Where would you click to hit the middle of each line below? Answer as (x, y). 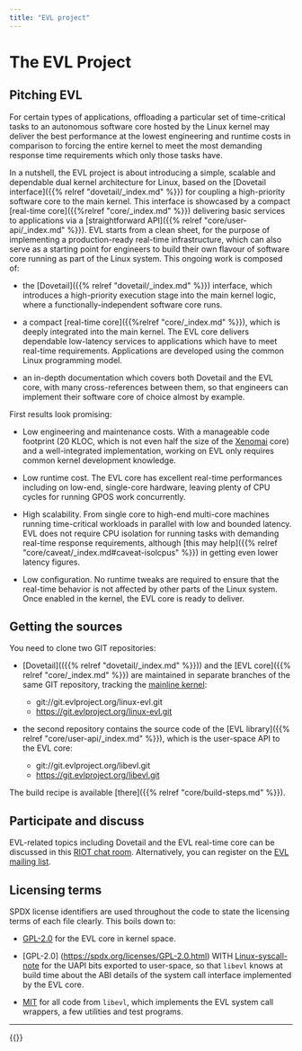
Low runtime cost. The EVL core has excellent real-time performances (152, 477)
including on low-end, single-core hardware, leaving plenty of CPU (146, 487)
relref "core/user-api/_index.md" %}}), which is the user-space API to (151, 739)
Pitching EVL (46, 95)
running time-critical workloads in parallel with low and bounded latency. (157, 523)
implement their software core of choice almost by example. (133, 396)
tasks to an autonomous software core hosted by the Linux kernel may (140, 126)
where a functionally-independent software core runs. (122, 304)
